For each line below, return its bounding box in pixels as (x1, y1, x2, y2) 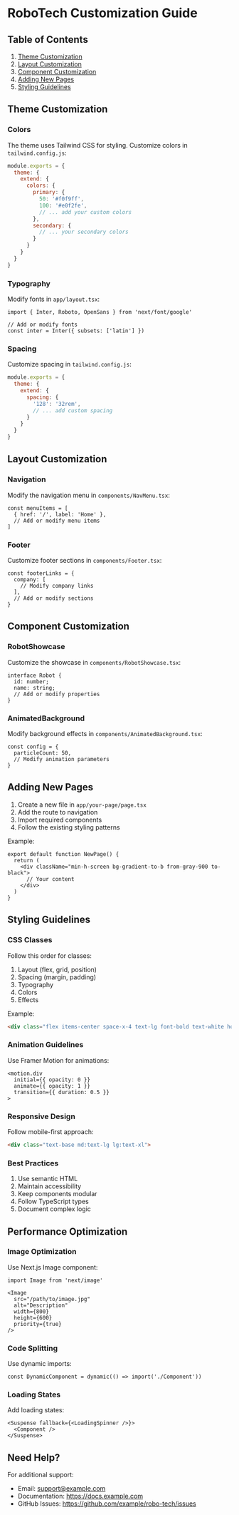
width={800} (14, 1307, 50, 1315)
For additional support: (7, 1471, 74, 1479)
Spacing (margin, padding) (17, 972, 97, 981)
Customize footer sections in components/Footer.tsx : (7, 556, 162, 565)
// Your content (26, 875, 75, 882)
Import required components (17, 815, 102, 824)
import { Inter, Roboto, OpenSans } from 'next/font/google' (7, 308, 193, 315)
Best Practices (7, 1158, 59, 1168)
